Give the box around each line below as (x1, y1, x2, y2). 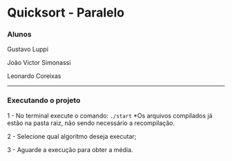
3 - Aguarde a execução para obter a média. (7, 145, 133, 153)
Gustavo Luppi (7, 45, 49, 53)
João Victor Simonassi (7, 59, 71, 67)
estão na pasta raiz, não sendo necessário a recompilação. (7, 119, 175, 127)
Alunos (7, 30, 32, 39)
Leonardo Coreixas (7, 72, 61, 80)
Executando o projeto (7, 95, 81, 105)
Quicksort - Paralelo (7, 5, 125, 21)
